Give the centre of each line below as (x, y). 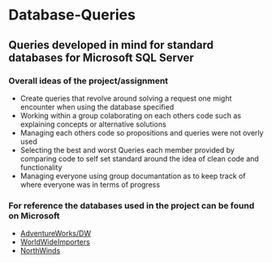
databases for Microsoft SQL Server (101, 57)
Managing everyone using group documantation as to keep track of (133, 175)
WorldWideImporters (55, 242)
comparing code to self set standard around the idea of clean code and (140, 158)
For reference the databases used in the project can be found (132, 205)
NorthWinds (40, 251)
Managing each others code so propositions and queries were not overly (142, 132)
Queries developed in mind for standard (111, 45)
